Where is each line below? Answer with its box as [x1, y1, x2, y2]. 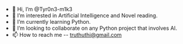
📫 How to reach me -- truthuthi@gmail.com [11, 32, 122, 38]
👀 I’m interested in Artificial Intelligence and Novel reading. [11, 12, 158, 19]
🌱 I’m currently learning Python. [11, 18, 91, 25]
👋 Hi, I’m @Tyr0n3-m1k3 [11, 6, 72, 12]
